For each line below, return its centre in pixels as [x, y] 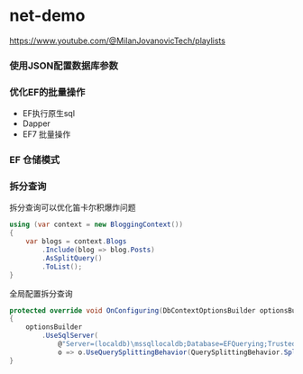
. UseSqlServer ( [70, 336]
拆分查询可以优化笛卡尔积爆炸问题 [73, 207]
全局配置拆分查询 [41, 293]
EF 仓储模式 [35, 160]
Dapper [37, 123]
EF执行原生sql [48, 114]
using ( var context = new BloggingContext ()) [96, 225]
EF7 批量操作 [46, 134]
